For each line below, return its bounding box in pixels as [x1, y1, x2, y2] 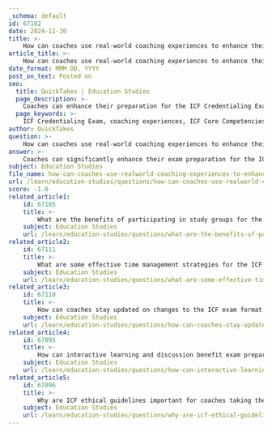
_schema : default [8, 11, 67, 20]
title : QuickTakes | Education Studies [15, 87, 151, 96]
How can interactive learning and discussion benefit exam [37, 351, 241, 359]
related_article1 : [8, 192, 70, 201]
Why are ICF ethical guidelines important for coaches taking [37, 396, 252, 404]
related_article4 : [8, 328, 70, 336]
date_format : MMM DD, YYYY [8, 65, 100, 73]
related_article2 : [8, 238, 70, 246]
